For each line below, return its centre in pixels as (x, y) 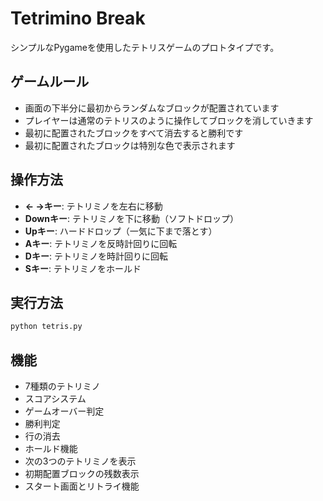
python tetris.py (46, 327)
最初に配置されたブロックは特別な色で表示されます (130, 145)
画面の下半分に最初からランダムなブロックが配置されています (152, 108)
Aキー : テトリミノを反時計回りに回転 (101, 243)
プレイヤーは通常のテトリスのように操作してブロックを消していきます (169, 120)
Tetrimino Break (78, 18)
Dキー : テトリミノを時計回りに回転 (96, 256)
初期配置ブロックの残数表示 (82, 474)
